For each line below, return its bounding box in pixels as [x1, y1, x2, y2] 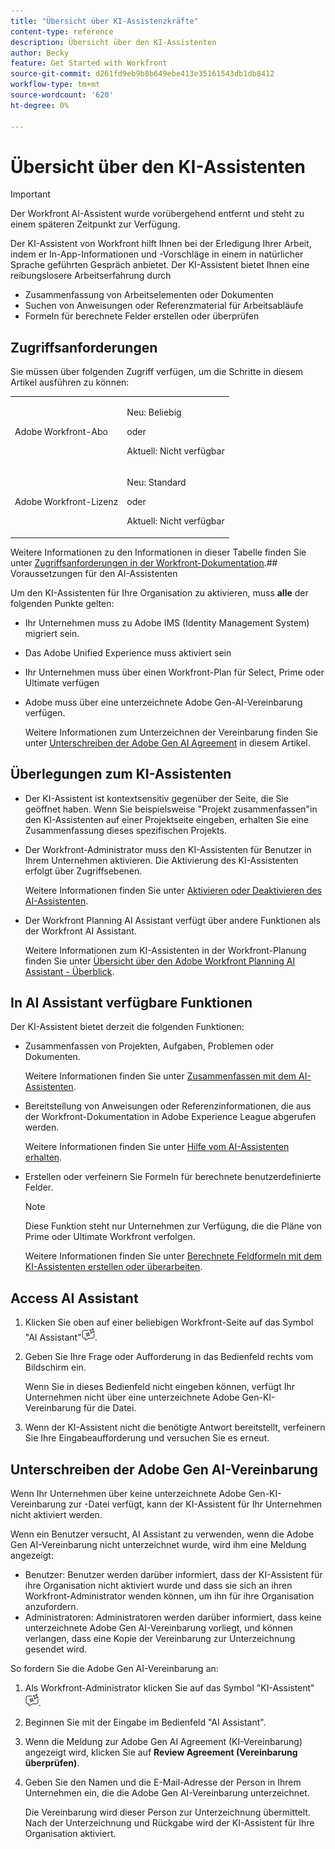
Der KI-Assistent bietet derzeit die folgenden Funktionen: [10, 1021, 245, 1033]
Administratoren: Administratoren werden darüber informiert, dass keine [24, 1611, 322, 1623]
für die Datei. [83, 1402, 137, 1414]
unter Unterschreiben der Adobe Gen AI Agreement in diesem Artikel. [24, 736, 311, 749]
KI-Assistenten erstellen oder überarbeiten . [24, 1261, 203, 1273]
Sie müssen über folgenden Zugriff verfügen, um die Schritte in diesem [10, 366, 304, 378]
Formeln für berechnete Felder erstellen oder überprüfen [24, 310, 260, 322]
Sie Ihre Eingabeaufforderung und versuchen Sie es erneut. [24, 1432, 270, 1444]
